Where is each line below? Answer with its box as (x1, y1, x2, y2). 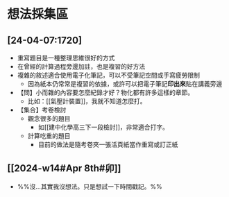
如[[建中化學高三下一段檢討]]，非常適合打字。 (37, 123, 169, 131)
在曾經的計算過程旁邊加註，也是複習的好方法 (17, 62, 146, 70)
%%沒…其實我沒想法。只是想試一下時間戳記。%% (17, 182, 162, 191)
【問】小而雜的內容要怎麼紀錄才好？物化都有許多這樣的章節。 (17, 88, 194, 96)
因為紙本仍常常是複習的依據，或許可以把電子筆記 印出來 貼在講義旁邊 (27, 80, 223, 87)
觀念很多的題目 (27, 114, 71, 122)
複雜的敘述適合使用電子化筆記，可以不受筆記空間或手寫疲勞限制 (17, 71, 200, 79)
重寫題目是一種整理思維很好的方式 (17, 53, 115, 62)
